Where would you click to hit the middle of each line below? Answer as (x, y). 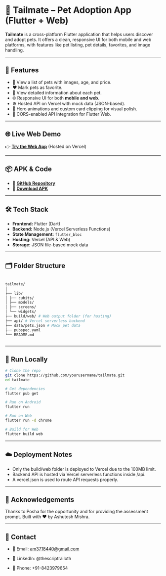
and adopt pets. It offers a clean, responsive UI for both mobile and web (78, 40)
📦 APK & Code (28, 169)
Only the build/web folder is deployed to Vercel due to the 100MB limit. (84, 469)
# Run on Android (23, 402)
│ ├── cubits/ (20, 298)
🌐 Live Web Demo (33, 134)
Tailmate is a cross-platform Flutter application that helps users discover (79, 34)
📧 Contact (21, 537)
